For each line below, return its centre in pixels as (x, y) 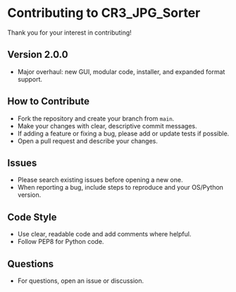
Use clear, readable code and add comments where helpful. (104, 234)
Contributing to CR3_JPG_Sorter (104, 13)
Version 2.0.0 (38, 55)
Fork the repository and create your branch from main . (96, 118)
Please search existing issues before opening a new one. (100, 180)
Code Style (32, 217)
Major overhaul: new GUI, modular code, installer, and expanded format (121, 71)
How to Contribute (49, 101)
